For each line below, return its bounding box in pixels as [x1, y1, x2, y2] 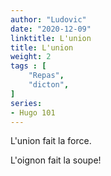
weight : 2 [10, 52, 52, 62]
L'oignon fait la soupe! [10, 154, 102, 166]
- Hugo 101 [10, 107, 56, 118]
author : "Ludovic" [10, 14, 87, 25]
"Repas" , [28, 71, 65, 81]
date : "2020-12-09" [10, 24, 92, 34]
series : [10, 98, 43, 108]
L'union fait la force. [10, 135, 92, 147]
